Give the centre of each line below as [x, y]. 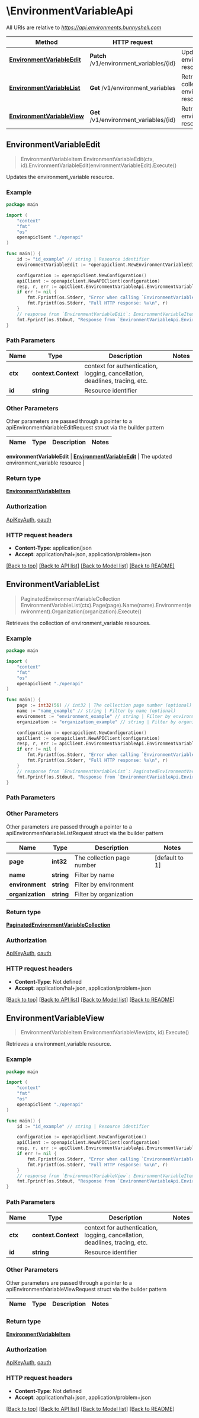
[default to [169, 858]
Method [46, 42]
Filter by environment [104, 884]
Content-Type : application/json [53, 548]
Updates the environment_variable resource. [60, 177]
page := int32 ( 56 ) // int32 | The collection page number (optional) [105, 705]
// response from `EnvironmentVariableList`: [74, 771]
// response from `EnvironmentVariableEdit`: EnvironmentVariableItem [106, 314]
